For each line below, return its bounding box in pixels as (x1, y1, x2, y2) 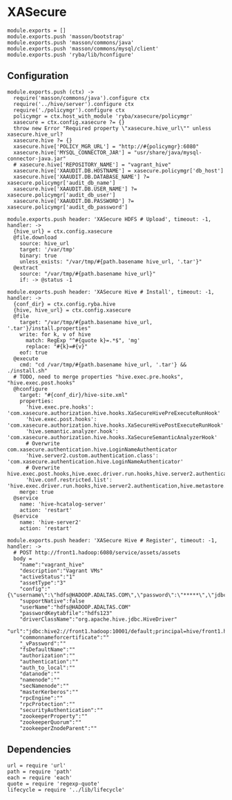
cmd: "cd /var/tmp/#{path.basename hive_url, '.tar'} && (19, 361, 187, 368)
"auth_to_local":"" (19, 664, 76, 671)
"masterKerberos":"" (19, 688, 79, 695)
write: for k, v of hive (19, 330, 91, 338)
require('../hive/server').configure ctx (13, 100, 135, 107)
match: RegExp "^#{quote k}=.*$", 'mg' (25, 337, 140, 344)
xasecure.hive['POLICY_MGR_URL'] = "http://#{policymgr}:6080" (13, 143, 199, 150)
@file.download (13, 233, 57, 241)
